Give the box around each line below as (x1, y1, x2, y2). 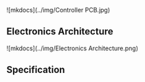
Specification (6, 64, 65, 76)
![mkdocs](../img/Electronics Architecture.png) (6, 44, 139, 52)
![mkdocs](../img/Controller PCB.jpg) (6, 6, 111, 14)
